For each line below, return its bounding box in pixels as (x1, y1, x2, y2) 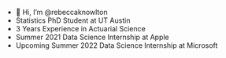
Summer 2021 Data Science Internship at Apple (15, 32, 169, 42)
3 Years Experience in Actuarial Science (15, 24, 146, 33)
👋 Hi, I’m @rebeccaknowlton (15, 8, 108, 16)
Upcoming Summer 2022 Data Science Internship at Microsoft (15, 41, 218, 50)
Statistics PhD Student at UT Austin (15, 16, 131, 25)
